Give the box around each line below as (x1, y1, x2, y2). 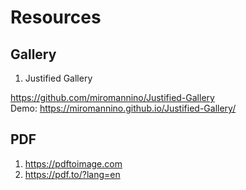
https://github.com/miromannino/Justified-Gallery (10, 92, 215, 103)
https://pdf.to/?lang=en (24, 168, 121, 180)
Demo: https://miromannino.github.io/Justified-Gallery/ (10, 102, 237, 114)
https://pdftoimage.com (24, 157, 123, 170)
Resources (10, 6, 102, 29)
